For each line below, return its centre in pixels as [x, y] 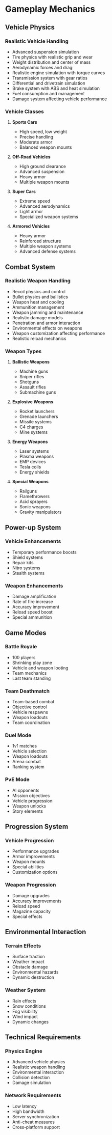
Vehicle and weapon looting [40, 668]
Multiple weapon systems [45, 246]
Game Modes [26, 633]
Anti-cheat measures [33, 1122]
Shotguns [29, 382]
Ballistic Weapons [31, 362]
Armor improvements [34, 857]
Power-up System [33, 527]
